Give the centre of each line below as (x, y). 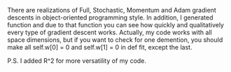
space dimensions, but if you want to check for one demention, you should (115, 40)
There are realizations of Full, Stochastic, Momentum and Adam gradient (112, 10)
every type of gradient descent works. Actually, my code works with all (110, 32)
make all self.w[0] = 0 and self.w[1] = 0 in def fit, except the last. (100, 47)
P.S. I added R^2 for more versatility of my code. (77, 61)
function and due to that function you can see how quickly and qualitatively (115, 25)
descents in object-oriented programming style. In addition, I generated (110, 17)
